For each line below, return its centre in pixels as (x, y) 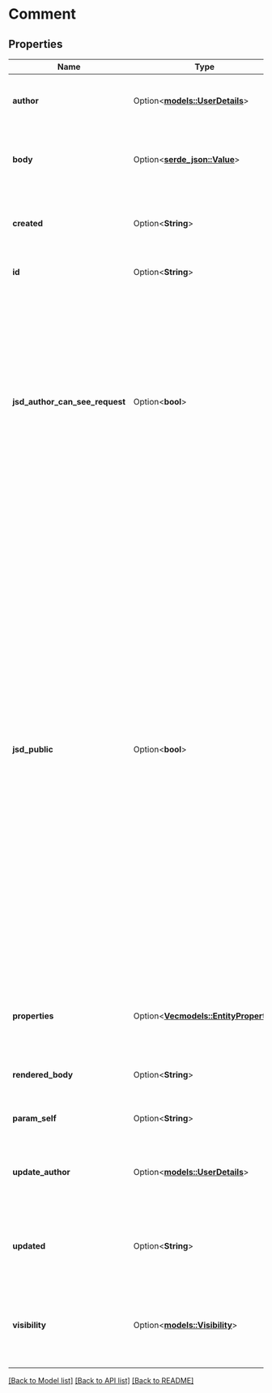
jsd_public (33, 749)
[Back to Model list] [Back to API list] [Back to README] (101, 1380)
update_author (41, 1172)
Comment (42, 14)
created (28, 223)
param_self (34, 1118)
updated (29, 1246)
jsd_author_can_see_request (69, 402)
